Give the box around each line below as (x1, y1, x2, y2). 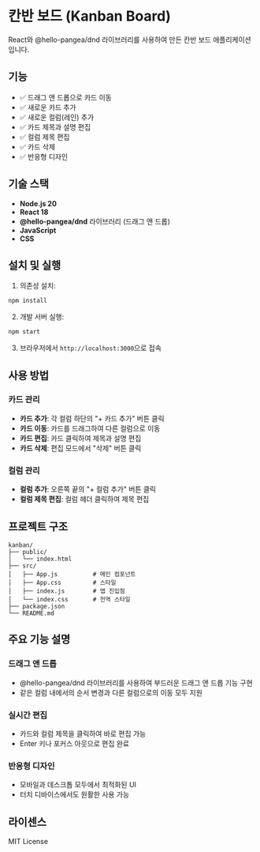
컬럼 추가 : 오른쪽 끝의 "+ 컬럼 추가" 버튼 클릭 (19, 484, 156, 494)
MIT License (8, 837, 49, 846)
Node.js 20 (19, 198, 58, 208)
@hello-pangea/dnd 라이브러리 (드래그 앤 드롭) (19, 217, 171, 226)
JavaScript (19, 225, 57, 235)
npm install (8, 297, 47, 305)
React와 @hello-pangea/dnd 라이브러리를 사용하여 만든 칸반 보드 (8, 35, 211, 44)
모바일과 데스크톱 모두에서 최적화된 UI (19, 780, 136, 790)
